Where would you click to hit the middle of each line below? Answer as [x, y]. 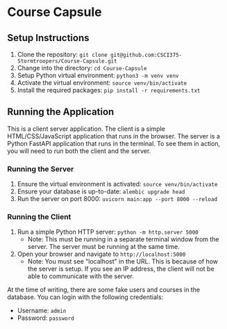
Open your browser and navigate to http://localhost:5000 [101, 254]
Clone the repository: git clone [62, 54]
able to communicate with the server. [81, 276]
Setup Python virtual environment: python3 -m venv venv [98, 75]
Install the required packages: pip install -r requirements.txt [109, 90]
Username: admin [42, 311]
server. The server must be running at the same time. [103, 247]
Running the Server [41, 169]
